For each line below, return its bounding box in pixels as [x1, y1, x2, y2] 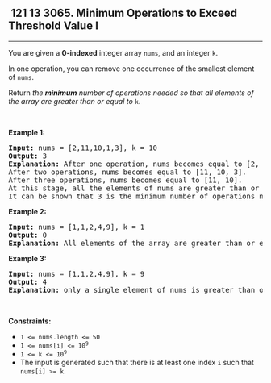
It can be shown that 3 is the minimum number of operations [8, 191, 256, 201]
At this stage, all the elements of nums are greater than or [8, 183, 260, 193]
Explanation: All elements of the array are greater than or [8, 238, 256, 248]
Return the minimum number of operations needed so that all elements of [8, 88, 254, 98]
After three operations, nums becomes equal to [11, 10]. [8, 175, 243, 185]
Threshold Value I [8, 19, 99, 33]
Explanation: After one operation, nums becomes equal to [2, [8, 159, 260, 169]
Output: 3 [8, 151, 47, 160]
